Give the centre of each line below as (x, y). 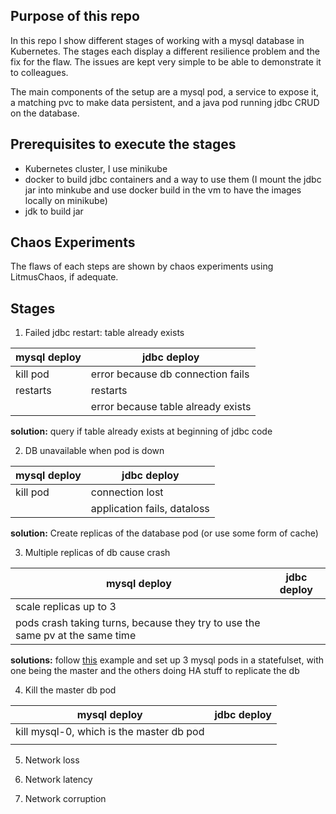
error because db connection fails (170, 374)
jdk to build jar (54, 211)
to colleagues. (39, 72)
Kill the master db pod (70, 690)
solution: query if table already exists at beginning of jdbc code (141, 431)
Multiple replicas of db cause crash (97, 553)
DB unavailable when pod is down (94, 451)
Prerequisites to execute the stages (123, 144)
